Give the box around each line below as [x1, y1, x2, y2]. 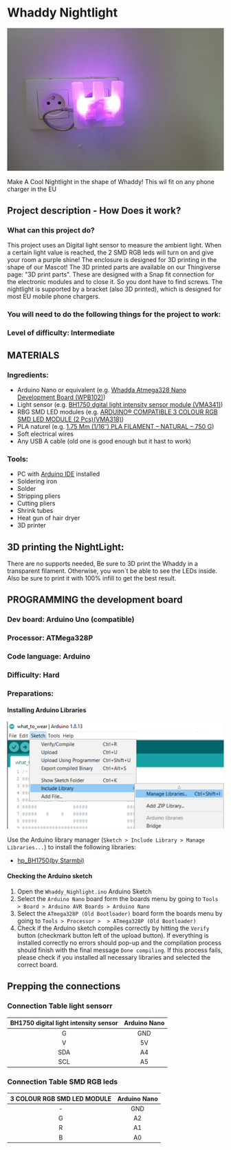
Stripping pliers [16, 492, 60, 501]
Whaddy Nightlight [7, 5, 118, 21]
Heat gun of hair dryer [16, 514, 80, 522]
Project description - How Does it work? [7, 205, 181, 216]
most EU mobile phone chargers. [7, 292, 100, 301]
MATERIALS [7, 350, 60, 361]
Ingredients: [7, 370, 49, 380]
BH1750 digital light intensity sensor [10, 1019, 118, 1027]
